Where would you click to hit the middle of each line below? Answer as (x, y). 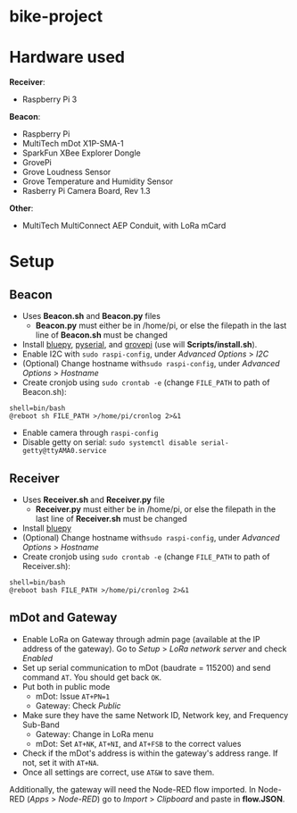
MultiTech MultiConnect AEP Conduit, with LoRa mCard (124, 226)
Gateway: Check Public (78, 705)
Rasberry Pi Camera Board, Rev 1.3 (86, 191)
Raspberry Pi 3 (49, 99)
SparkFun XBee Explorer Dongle (81, 153)
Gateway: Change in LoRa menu (95, 733)
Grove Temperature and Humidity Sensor (98, 181)
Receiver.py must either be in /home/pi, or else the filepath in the (156, 509)
